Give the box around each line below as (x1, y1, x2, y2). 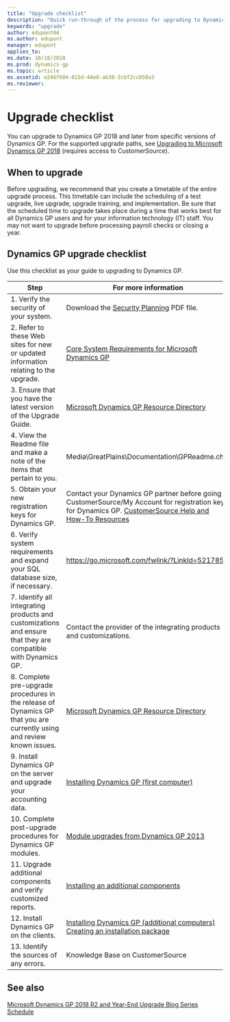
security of (10, 303, 46, 312)
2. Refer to (10, 323, 44, 332)
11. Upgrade (10, 859, 51, 869)
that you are (10, 714, 49, 724)
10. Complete (10, 814, 55, 823)
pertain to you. (10, 473, 57, 483)
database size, (10, 573, 57, 582)
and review (10, 732, 47, 741)
